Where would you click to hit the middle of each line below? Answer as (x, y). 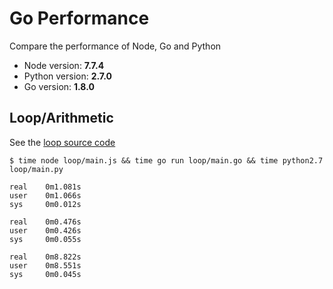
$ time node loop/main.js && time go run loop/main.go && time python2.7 (166, 160)
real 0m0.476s (45, 222)
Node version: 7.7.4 (64, 65)
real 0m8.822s (45, 257)
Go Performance (79, 18)
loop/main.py (36, 169)
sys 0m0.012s (45, 204)
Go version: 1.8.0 (59, 86)
